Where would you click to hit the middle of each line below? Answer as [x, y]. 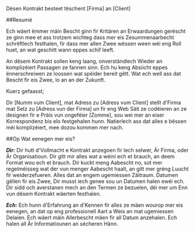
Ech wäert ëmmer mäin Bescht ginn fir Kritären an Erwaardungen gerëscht [96, 31]
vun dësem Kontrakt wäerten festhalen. [54, 194]
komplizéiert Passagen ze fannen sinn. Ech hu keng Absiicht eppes [87, 67]
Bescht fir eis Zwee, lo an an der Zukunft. [56, 80]
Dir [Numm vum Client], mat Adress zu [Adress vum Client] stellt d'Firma [94, 103]
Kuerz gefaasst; [25, 91]
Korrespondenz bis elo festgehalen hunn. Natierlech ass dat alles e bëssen [96, 121]
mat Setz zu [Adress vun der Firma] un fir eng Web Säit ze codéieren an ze [97, 109]
